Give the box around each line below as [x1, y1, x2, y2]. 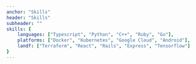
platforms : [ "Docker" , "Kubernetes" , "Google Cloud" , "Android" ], [17, 37, 190, 43]
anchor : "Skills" [6, 9, 51, 15]
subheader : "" [6, 20, 43, 26]
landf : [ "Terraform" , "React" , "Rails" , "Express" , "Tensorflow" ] [17, 43, 190, 49]
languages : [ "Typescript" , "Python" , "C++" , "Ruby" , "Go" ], [17, 32, 174, 38]
